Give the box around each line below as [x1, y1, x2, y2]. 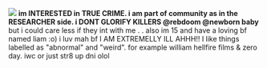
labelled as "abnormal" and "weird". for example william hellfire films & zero [8, 42, 258, 52]
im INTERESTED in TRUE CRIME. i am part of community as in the [18, 9, 238, 18]
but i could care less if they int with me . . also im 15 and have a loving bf [8, 26, 247, 35]
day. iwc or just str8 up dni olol [8, 51, 110, 60]
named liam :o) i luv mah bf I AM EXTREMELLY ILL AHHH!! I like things [8, 34, 240, 43]
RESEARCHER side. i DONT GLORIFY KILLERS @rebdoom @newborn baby [8, 17, 259, 26]
